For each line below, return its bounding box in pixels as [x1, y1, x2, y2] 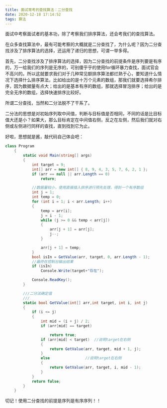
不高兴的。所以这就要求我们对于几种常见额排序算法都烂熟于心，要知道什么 [5, 71, 158, 77]
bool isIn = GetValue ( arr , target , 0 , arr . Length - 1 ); [31, 254, 150, 259]
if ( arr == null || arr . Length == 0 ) [31, 172, 110, 177]
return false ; [31, 379, 61, 384]
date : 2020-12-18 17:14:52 [5, 12, 61, 17]
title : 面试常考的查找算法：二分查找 [5, 7, 73, 12]
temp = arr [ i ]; [40, 208, 72, 213]
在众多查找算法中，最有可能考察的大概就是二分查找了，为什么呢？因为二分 [5, 41, 158, 47]
